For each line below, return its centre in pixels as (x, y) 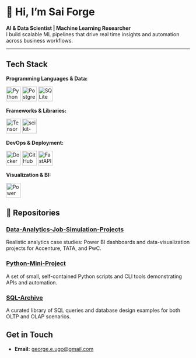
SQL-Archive (24, 297)
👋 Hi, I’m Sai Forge (50, 12)
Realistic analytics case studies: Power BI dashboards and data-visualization (98, 242)
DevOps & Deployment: (35, 142)
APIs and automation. (32, 282)
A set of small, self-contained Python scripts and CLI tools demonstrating (94, 276)
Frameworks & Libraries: (36, 110)
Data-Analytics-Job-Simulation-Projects (65, 230)
